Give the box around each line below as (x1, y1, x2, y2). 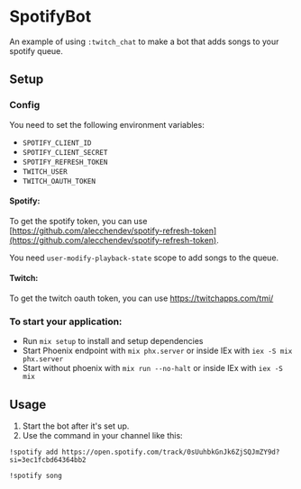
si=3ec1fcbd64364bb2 (9, 456, 87, 465)
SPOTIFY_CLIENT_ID (22, 138, 92, 148)
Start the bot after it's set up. (22, 421, 130, 431)
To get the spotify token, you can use (9, 215, 148, 226)
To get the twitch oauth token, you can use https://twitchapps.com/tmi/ (9, 293, 274, 303)
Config (9, 99, 41, 112)
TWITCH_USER (22, 167, 68, 177)
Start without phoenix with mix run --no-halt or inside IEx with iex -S (22, 363, 284, 374)
